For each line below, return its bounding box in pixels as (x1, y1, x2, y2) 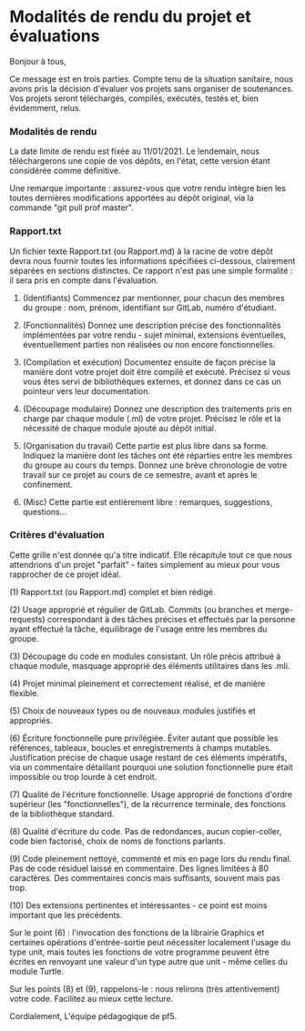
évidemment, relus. (9, 102, 82, 113)
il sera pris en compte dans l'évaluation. (9, 275, 159, 286)
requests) (9, 613, 46, 624)
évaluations (9, 25, 100, 46)
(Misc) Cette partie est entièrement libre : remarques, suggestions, (22, 496, 273, 507)
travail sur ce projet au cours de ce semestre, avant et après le (22, 469, 258, 480)
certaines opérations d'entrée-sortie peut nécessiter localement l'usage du (9, 936, 291, 947)
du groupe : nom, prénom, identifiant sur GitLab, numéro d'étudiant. (22, 302, 277, 313)
